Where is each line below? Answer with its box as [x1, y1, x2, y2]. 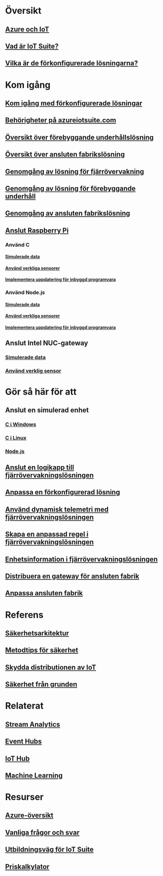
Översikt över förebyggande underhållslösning [5, 133, 154, 141]
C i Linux [5, 434, 26, 441]
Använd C [5, 241, 30, 248]
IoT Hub [5, 754, 30, 763]
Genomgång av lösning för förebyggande [5, 184, 136, 193]
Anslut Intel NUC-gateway [5, 339, 88, 347]
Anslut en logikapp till [5, 463, 74, 472]
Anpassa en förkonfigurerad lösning [5, 488, 121, 496]
